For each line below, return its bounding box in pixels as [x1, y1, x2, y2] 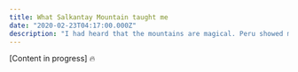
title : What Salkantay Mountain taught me [9, 12, 169, 22]
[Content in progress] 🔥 [9, 54, 96, 64]
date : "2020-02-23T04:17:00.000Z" [9, 21, 137, 30]
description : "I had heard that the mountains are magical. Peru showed [9, 29, 284, 38]
